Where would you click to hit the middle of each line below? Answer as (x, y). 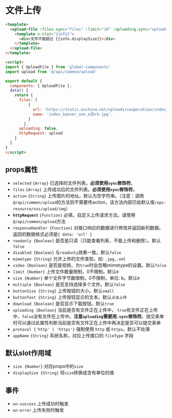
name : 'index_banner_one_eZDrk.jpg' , (73, 114)
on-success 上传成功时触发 (41, 404)
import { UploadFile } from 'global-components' (58, 67)
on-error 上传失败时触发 (38, 410)
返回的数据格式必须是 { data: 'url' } (52, 234)
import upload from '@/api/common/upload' (51, 72)
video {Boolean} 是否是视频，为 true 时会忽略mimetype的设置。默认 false (90, 265)
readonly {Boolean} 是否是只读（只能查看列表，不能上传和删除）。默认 (87, 240)
